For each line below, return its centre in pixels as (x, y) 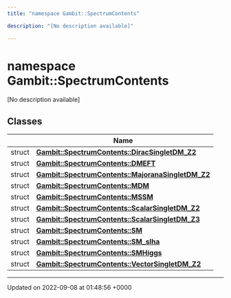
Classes (25, 121)
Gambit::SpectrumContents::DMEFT (96, 164)
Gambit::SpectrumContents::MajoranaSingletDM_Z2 (123, 175)
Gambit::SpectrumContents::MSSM (95, 197)
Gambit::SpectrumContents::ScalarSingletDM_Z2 (118, 209)
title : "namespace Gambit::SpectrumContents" (73, 13)
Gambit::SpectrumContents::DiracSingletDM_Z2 (116, 152)
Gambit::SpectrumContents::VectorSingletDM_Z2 (119, 264)
